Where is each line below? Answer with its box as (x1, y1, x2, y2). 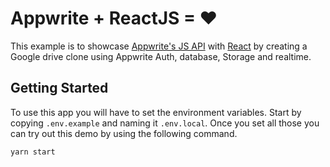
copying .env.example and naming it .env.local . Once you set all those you (10, 117, 320, 129)
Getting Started (10, 80, 109, 97)
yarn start (10, 147, 56, 157)
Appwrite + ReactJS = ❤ (10, 7, 218, 30)
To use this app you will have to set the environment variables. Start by (10, 106, 302, 118)
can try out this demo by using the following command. (10, 127, 238, 139)
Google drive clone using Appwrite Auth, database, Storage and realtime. (10, 50, 312, 62)
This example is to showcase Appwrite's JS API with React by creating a (10, 40, 308, 52)
